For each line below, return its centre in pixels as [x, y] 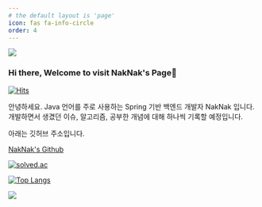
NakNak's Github [36, 149]
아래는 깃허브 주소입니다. [46, 133]
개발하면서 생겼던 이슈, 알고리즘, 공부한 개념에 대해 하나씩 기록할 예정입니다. [126, 117]
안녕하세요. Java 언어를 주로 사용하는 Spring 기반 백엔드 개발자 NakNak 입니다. [132, 106]
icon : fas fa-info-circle [51, 23]
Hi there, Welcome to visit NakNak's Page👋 [92, 73]
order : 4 [23, 30]
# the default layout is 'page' [62, 15]
